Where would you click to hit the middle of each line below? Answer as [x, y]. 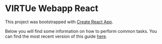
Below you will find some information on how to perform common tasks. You [81, 31]
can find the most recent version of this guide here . [56, 36]
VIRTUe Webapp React [52, 8]
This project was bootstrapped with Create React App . [59, 22]
